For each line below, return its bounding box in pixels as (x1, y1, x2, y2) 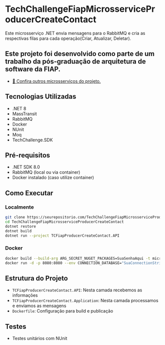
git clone (5, 215, 26, 220)
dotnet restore (5, 224, 36, 229)
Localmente (5, 203, 34, 210)
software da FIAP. (5, 65, 61, 73)
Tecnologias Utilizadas (5, 93, 77, 101)
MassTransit (12, 111, 37, 117)
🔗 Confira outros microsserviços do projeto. (12, 78, 101, 84)
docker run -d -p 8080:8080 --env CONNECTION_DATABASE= (5, 260, 122, 265)
